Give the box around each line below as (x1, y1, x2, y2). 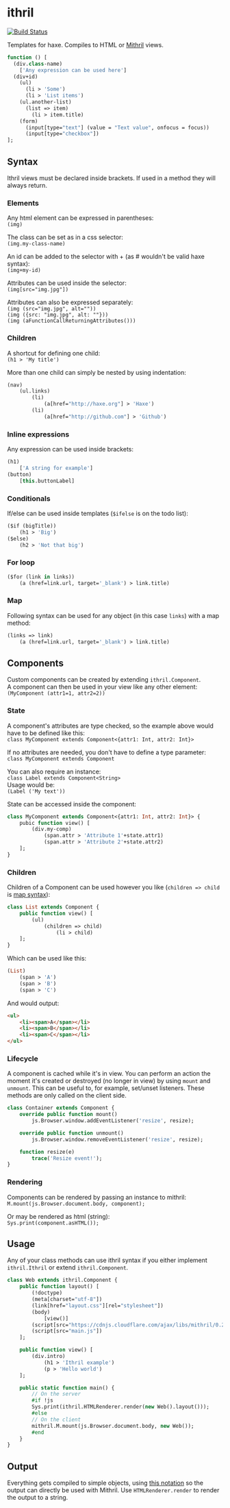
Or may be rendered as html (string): (7, 1212, 110, 1220)
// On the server (31, 1391, 81, 1398)
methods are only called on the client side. (7, 1091, 127, 1100)
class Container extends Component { (7, 1104, 115, 1111)
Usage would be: (7, 780, 55, 789)
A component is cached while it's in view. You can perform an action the (7, 1070, 211, 1078)
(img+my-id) (7, 267, 41, 274)
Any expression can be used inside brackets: (7, 445, 133, 454)
